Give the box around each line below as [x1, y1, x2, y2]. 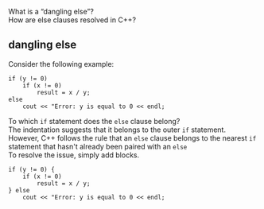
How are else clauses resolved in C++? [8, 15, 137, 25]
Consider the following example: [8, 59, 115, 68]
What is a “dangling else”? [8, 7, 94, 16]
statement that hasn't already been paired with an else [8, 141, 188, 151]
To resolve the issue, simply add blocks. [8, 150, 140, 160]
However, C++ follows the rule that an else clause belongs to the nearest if [8, 133, 257, 142]
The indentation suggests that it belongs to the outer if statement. [8, 125, 227, 134]
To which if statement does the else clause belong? [8, 116, 181, 126]
